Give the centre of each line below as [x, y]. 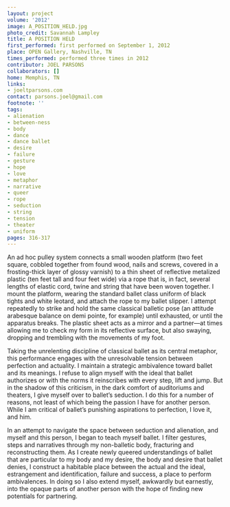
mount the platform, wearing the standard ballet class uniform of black [107, 294]
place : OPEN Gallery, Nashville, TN [59, 52]
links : [16, 84]
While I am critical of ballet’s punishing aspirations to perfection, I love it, [110, 410]
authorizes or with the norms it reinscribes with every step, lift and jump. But [115, 380]
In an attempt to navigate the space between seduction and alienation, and [113, 431]
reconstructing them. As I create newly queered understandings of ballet [110, 453]
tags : [15, 110]
